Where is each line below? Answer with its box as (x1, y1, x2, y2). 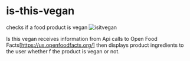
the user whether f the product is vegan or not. (6, 47, 120, 54)
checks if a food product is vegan (6, 24, 88, 31)
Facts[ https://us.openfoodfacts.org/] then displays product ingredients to (6, 41, 184, 49)
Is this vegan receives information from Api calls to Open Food (6, 35, 158, 42)
